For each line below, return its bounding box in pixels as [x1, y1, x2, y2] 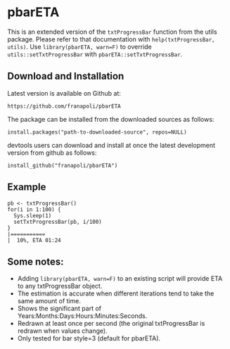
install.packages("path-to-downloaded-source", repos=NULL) [7, 128, 188, 136]
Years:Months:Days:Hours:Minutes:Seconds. [17, 312, 148, 320]
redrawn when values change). [17, 326, 108, 335]
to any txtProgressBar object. [17, 282, 103, 291]
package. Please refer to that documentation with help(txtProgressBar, [7, 34, 216, 43]
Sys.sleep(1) [13, 212, 52, 219]
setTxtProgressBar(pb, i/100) [13, 218, 102, 225]
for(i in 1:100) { [7, 205, 61, 213]
